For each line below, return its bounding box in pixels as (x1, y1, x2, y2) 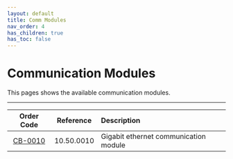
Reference (56, 115, 92, 125)
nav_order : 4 (7, 23, 45, 30)
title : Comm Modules (7, 17, 67, 24)
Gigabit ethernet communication (101, 132, 207, 142)
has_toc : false (7, 36, 51, 43)
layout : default (7, 10, 54, 17)
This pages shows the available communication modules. (7, 88, 171, 97)
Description (101, 115, 141, 125)
